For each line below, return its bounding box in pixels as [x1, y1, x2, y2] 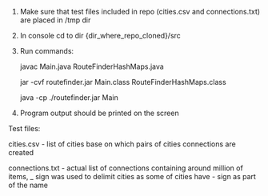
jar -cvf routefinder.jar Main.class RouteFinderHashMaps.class [19, 78, 226, 86]
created [8, 148, 34, 157]
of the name [8, 180, 49, 190]
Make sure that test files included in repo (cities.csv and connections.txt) [19, 7, 261, 16]
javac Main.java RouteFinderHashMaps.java [19, 62, 164, 71]
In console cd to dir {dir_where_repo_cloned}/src [19, 31, 182, 40]
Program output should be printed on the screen [19, 108, 179, 118]
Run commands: [19, 46, 74, 55]
